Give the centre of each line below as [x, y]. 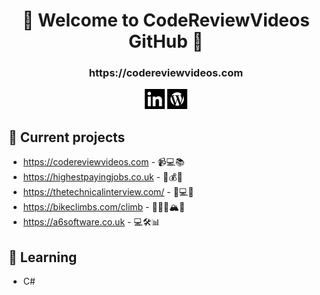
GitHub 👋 [166, 41]
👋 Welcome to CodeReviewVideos [166, 20]
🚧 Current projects [67, 137]
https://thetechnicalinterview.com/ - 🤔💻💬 [108, 192]
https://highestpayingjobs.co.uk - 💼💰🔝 [102, 177]
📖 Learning [43, 257]
